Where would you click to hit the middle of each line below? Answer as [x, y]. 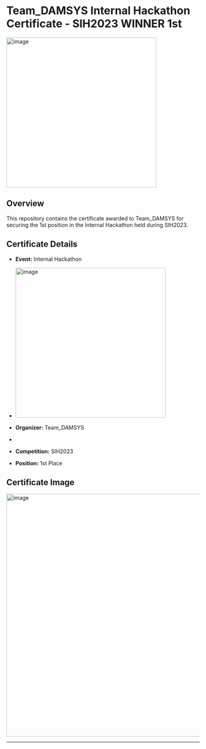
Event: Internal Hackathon [48, 259]
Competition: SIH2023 [44, 451]
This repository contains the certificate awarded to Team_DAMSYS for [95, 218]
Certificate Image [40, 482]
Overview [25, 204]
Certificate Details [42, 244]
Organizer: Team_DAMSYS [50, 427]
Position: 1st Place [39, 463]
